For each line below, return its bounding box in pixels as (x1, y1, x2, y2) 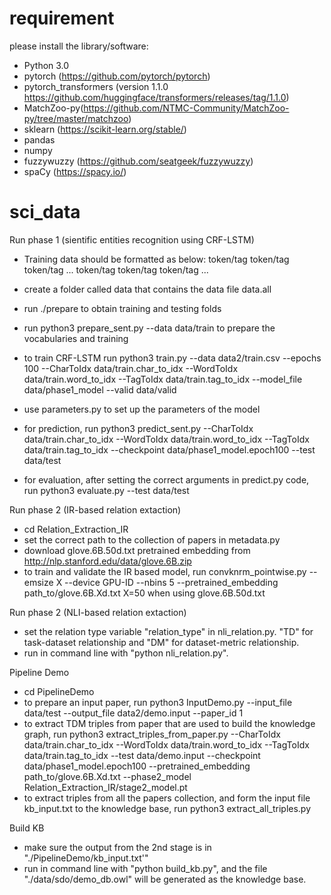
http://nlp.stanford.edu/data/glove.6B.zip (23, 555, 192, 567)
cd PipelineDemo (23, 685, 95, 697)
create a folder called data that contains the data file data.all (23, 283, 272, 295)
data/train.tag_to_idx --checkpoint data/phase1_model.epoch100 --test (23, 443, 316, 456)
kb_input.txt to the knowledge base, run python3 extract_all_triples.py (23, 802, 312, 814)
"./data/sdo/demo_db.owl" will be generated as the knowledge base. (23, 873, 307, 885)
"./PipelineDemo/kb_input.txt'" (23, 852, 149, 864)
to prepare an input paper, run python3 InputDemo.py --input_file (23, 696, 293, 708)
